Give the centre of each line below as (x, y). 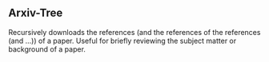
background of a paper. (47, 49)
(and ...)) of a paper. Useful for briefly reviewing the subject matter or (122, 41)
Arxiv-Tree (36, 13)
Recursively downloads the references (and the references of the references (134, 32)
